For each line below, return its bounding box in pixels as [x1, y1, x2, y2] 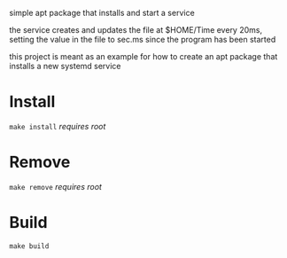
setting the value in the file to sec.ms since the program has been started [9, 35, 276, 44]
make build [9, 241, 50, 251]
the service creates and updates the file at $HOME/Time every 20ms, [9, 25, 263, 35]
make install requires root [9, 121, 106, 131]
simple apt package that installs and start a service [9, 8, 195, 18]
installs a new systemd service [9, 61, 121, 71]
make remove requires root [9, 181, 102, 192]
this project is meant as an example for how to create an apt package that [9, 51, 278, 61]
